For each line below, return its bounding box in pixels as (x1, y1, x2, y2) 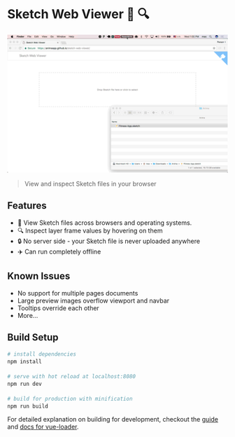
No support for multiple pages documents (17, 289, 138, 297)
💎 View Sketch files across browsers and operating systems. (17, 218, 192, 227)
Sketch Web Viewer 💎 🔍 (7, 6, 150, 22)
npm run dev (7, 380, 42, 387)
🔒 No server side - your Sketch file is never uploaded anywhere (17, 237, 201, 245)
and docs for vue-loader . (7, 422, 79, 431)
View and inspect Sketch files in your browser (24, 179, 157, 188)
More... (17, 311, 38, 319)
